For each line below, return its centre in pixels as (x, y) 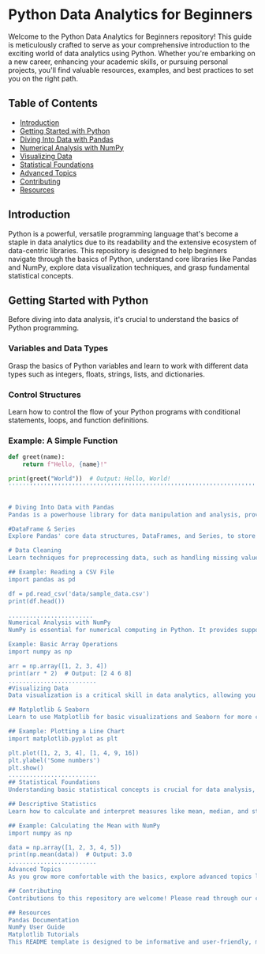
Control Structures (45, 395)
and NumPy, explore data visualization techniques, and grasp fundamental (129, 267)
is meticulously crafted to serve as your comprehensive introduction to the (129, 44)
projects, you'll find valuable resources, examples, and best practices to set (131, 70)
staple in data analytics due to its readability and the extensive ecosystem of (132, 242)
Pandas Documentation (44, 920)
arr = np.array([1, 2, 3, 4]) (58, 666)
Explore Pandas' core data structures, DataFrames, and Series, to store (132, 536)
